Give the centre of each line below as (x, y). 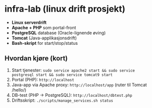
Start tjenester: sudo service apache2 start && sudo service (73, 70)
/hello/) (19, 90)
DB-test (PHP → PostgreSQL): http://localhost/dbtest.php (72, 95)
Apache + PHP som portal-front (44, 27)
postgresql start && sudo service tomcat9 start (62, 75)
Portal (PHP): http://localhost (43, 79)
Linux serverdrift (29, 22)
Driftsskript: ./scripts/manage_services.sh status (62, 100)
